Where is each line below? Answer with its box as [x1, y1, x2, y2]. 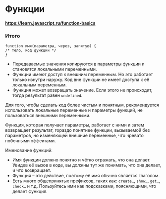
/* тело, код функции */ [5, 48, 56, 53]
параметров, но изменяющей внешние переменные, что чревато [5, 132, 144, 139]
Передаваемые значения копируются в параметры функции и [12, 61, 145, 67]
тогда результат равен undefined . [12, 92, 83, 98]
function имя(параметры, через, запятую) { [5, 43, 97, 49]
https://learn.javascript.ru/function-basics [5, 20, 96, 26]
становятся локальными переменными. [12, 66, 97, 72]
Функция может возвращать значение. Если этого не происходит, [12, 87, 153, 93]
